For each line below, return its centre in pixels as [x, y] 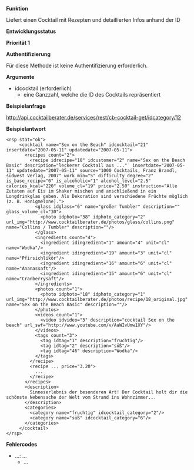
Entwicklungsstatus [31, 31]
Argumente [20, 77]
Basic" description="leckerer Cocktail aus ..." [67, 166]
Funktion [17, 9]
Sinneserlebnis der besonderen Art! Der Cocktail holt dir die [109, 392]
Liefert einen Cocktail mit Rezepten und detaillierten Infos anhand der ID [93, 20]
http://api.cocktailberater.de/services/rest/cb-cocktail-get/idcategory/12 [93, 117]
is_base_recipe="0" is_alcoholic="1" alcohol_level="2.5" [78, 181]
